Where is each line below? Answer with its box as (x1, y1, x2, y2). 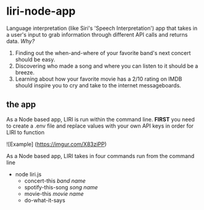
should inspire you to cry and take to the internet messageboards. (15, 81, 181, 89)
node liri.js (15, 170, 42, 178)
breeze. (15, 68, 35, 76)
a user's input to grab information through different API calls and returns (6, 31, 188, 38)
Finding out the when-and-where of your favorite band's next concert (15, 49, 191, 56)
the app (6, 100, 36, 110)
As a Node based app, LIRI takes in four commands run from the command (6, 152, 195, 159)
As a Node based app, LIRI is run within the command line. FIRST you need (6, 115, 195, 123)
